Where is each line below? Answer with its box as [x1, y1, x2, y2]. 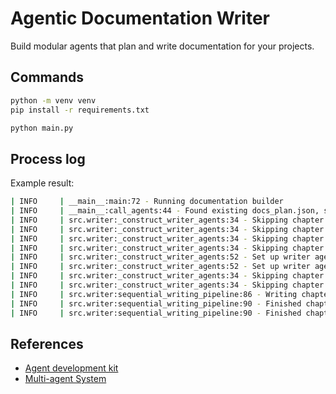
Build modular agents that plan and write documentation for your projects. [10, 40, 315, 52]
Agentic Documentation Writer [10, 7, 270, 30]
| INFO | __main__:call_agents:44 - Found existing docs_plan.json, [10, 206, 320, 216]
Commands [10, 69, 85, 86]
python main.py [10, 123, 74, 133]
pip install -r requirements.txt [10, 105, 150, 115]
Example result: [10, 177, 75, 189]
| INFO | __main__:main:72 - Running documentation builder [10, 197, 284, 207]
